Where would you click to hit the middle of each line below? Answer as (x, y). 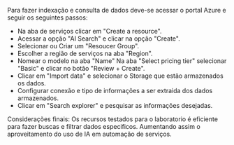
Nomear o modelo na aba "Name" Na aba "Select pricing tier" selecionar (122, 61)
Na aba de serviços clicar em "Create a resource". (89, 31)
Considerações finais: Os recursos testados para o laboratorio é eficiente (113, 119)
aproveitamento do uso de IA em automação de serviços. (90, 134)
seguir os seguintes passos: (47, 18)
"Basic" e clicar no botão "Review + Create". (81, 68)
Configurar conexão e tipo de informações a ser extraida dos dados (115, 91)
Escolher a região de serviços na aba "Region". (85, 53)
